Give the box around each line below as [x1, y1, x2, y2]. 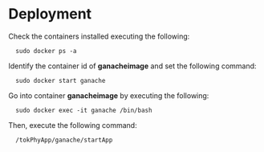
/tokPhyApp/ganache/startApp [15, 136, 113, 144]
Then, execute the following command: [8, 120, 138, 129]
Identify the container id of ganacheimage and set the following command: [8, 61, 257, 71]
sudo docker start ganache [15, 76, 106, 84]
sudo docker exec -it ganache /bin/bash [15, 106, 152, 114]
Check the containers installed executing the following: [8, 31, 190, 41]
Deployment [8, 5, 92, 23]
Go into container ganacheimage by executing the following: [8, 90, 209, 101]
